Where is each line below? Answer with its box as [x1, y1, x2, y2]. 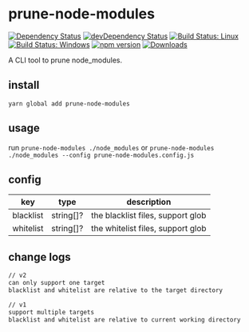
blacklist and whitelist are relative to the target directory [8, 286, 223, 294]
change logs [8, 250, 72, 264]
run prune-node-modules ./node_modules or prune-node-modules [8, 142, 215, 152]
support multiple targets [8, 308, 94, 316]
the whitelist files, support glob [90, 223, 207, 234]
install [8, 78, 40, 92]
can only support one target [8, 279, 105, 287]
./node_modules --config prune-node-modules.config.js [8, 151, 195, 159]
